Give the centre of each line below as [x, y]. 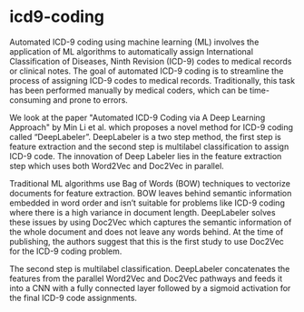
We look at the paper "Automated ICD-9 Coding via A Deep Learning [137, 117]
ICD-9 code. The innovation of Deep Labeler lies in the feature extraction [146, 156]
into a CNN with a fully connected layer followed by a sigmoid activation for [150, 287]
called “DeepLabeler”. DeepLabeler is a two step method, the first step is [145, 136]
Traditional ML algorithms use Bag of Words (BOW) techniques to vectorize [150, 183]
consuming [30, 100]
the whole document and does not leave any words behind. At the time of [147, 231]
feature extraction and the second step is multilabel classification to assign [149, 146]
